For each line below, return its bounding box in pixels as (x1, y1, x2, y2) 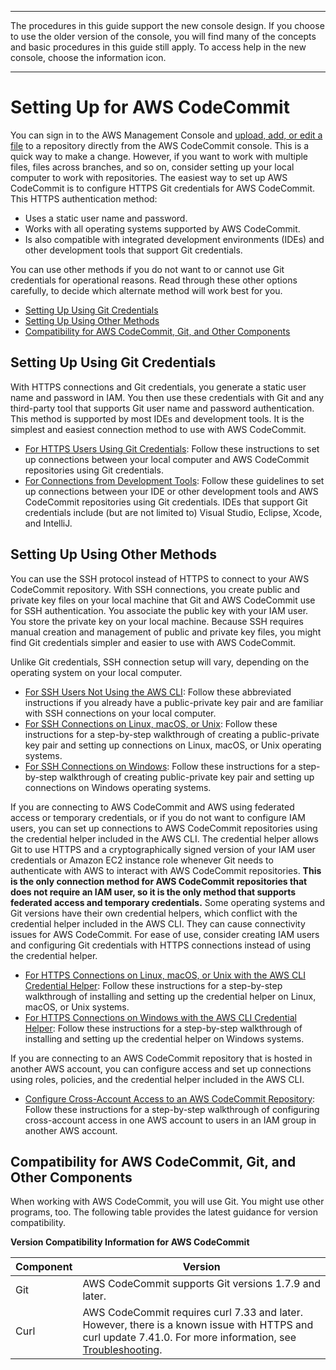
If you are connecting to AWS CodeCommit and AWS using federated (10, 801, 295, 813)
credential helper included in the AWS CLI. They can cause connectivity (10, 917, 306, 930)
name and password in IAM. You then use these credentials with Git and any (10, 391, 325, 403)
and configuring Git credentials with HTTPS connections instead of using (10, 939, 312, 951)
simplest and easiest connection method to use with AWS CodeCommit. (10, 423, 307, 435)
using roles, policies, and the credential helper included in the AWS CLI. (10, 1073, 305, 1085)
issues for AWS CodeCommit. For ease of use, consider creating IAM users (10, 928, 320, 940)
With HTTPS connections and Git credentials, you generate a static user (10, 381, 307, 393)
